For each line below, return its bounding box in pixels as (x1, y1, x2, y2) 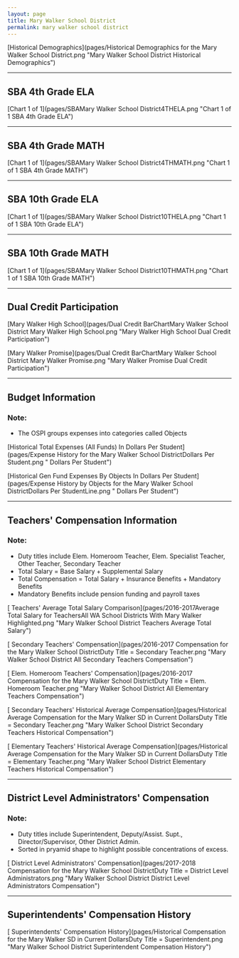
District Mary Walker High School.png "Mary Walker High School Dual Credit (7, 327, 231, 336)
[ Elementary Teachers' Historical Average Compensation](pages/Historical (7, 742, 228, 751)
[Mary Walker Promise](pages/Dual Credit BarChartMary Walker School (7, 349, 217, 357)
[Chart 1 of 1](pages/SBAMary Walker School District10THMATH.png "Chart (7, 266, 229, 274)
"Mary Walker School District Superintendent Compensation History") (7, 942, 211, 952)
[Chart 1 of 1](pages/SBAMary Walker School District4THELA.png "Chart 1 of (7, 105, 231, 113)
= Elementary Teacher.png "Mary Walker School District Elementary (7, 757, 206, 766)
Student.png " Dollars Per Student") (7, 458, 112, 467)
